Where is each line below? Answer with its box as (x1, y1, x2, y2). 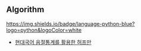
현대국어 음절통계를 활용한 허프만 (14, 38, 92, 46)
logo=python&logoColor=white (6, 26, 82, 33)
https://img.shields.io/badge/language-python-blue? (6, 20, 135, 27)
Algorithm (6, 5, 45, 15)
